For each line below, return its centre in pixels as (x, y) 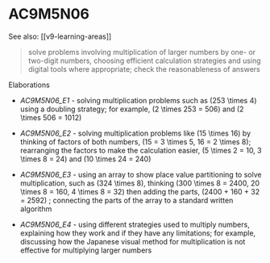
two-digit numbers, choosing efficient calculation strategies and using (144, 61)
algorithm (36, 209)
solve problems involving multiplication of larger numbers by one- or (142, 52)
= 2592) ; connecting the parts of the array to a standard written (127, 200)
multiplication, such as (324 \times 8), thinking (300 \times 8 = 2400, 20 (140, 183)
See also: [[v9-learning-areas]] (60, 36)
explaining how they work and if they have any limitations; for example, (138, 233)
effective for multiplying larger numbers (86, 250)
